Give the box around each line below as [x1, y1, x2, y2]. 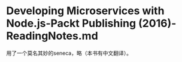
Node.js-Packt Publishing [6, 17, 136, 30]
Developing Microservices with [6, 4, 165, 18]
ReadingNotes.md [6, 30, 99, 43]
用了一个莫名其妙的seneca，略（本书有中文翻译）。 [6, 49, 132, 57]
